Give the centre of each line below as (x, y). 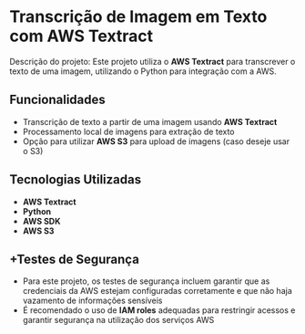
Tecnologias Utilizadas (76, 180)
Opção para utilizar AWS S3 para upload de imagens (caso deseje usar (156, 141)
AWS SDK (41, 221)
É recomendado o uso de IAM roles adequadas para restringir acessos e (159, 310)
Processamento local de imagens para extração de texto (128, 131)
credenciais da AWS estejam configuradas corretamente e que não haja (158, 291)
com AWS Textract (81, 36)
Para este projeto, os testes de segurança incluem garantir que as (146, 281)
